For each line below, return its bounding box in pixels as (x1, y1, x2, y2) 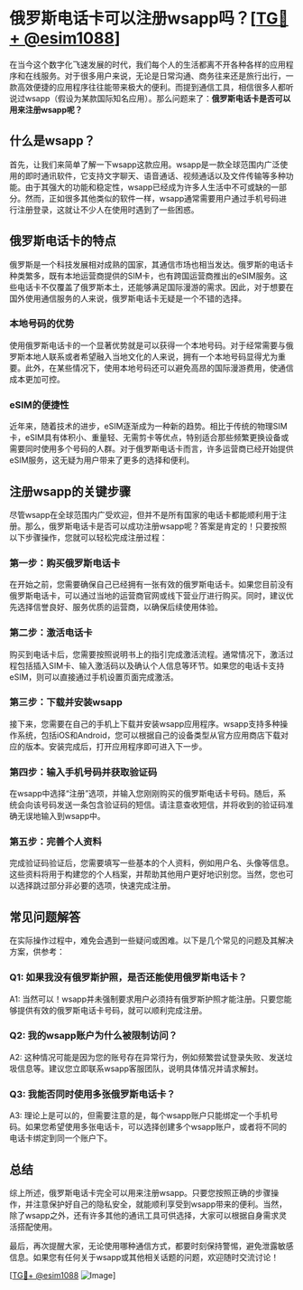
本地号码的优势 (9, 317, 75, 330)
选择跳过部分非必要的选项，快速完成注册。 (16, 880, 176, 891)
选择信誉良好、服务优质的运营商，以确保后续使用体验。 (16, 602, 223, 613)
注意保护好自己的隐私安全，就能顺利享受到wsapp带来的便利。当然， (32, 1199, 287, 1210)
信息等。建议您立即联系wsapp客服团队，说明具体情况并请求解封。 (16, 1063, 263, 1074)
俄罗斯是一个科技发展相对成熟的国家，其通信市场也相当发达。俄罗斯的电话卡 (9, 259, 294, 269)
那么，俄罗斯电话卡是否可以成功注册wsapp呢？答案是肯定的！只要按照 (24, 521, 287, 532)
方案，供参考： (9, 946, 65, 957)
